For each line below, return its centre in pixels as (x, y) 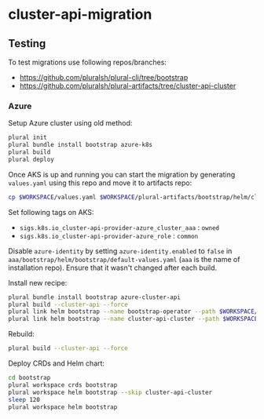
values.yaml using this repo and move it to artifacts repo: (100, 183)
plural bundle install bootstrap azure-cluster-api (94, 297)
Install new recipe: (38, 282)
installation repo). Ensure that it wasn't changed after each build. (113, 268)
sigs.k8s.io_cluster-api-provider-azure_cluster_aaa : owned (119, 227)
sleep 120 (24, 399)
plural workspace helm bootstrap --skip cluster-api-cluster (110, 392)
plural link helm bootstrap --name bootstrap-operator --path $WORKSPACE (132, 312)
